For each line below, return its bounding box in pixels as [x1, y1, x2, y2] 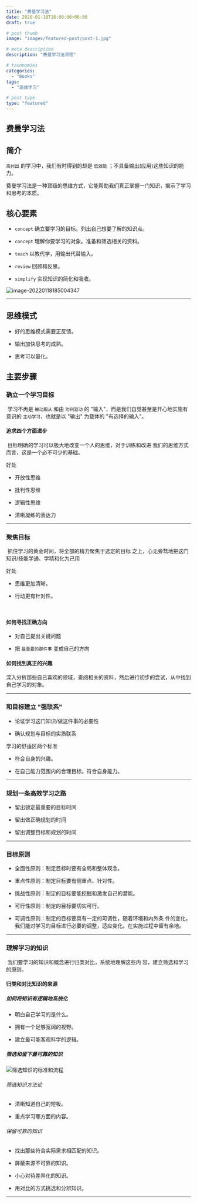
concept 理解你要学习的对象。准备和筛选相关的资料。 [14, 238, 142, 245]
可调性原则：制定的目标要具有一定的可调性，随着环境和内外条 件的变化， [14, 915, 191, 922]
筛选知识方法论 [6, 1081, 42, 1088]
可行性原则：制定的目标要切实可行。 [14, 902, 103, 910]
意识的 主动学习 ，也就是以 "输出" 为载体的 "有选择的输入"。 [6, 413, 147, 420]
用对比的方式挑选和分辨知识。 [14, 1184, 87, 1191]
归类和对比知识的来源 [6, 980, 57, 987]
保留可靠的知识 [6, 1127, 42, 1134]
